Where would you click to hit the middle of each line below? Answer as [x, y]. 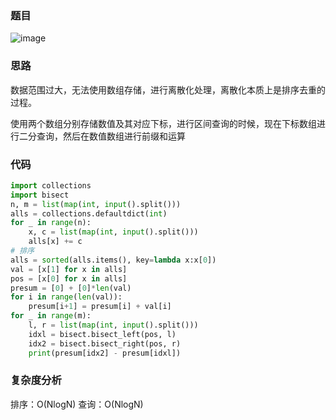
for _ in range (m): [51, 316]
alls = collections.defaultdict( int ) [89, 213]
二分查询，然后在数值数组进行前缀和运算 [102, 136]
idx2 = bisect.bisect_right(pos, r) [105, 343]
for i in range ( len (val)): [66, 297]
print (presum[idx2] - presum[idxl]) [105, 353]
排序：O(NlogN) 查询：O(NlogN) [77, 404]
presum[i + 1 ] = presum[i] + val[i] [100, 307]
